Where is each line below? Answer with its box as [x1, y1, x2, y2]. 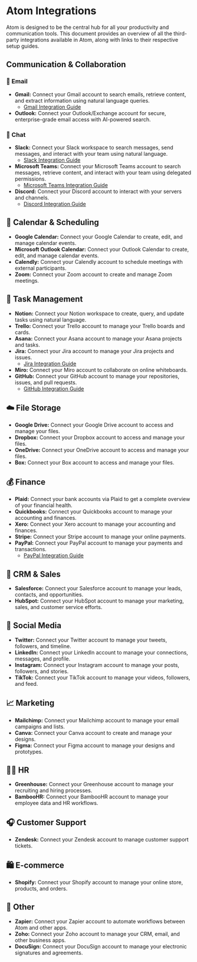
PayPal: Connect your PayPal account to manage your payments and [14, 539, 183, 547]
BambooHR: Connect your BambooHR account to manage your [14, 793, 169, 800]
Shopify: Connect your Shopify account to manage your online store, [14, 879, 183, 886]
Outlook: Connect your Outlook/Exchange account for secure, [14, 109, 166, 116]
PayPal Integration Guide [23, 552, 84, 559]
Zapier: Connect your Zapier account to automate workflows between [14, 918, 186, 925]
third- [173, 30, 188, 37]
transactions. [14, 546, 47, 553]
